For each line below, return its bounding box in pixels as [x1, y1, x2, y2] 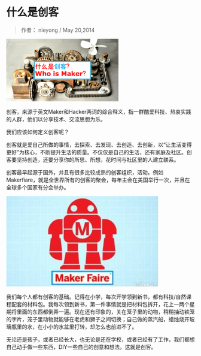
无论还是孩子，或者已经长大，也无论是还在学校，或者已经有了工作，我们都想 [6, 336, 195, 343]
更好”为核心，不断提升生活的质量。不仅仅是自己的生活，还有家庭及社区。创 [6, 148, 193, 156]
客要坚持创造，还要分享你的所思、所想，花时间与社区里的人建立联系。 [6, 156, 179, 163]
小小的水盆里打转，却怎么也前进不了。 [42, 323, 138, 330]
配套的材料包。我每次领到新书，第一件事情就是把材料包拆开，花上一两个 [11, 300, 190, 307]
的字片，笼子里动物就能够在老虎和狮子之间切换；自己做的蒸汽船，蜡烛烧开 [6, 315, 190, 322]
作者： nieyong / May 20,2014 [20, 26, 95, 34]
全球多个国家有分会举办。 [6, 183, 69, 191]
